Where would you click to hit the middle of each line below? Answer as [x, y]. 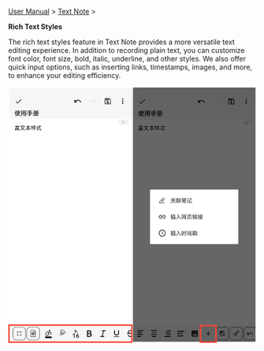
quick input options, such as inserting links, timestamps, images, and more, [130, 67]
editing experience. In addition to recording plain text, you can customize [127, 50]
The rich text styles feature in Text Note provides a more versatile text [121, 42]
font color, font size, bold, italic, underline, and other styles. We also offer [127, 59]
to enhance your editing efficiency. [65, 75]
